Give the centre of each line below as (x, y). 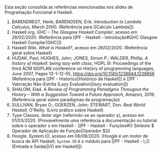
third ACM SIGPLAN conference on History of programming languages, (83, 68)
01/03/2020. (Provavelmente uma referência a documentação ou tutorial (84, 120)
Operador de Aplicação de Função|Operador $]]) (61, 131)
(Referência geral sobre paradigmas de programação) (66, 99)
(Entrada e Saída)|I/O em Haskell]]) (47, 146)
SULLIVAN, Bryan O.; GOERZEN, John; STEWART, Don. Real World (78, 105)
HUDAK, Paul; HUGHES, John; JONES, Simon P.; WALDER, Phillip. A (80, 58)
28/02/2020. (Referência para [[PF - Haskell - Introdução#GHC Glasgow (84, 37)
